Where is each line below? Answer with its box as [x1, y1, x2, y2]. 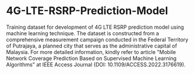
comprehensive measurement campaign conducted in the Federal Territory [6, 36, 189, 43]
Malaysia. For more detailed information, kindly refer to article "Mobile [6, 48, 176, 55]
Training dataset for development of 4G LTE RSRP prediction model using [6, 23, 185, 31]
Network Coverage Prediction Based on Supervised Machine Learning [6, 55, 177, 62]
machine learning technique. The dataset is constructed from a [6, 29, 159, 36]
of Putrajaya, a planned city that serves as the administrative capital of [6, 42, 177, 49]
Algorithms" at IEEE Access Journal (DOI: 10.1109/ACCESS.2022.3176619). [6, 60, 186, 68]
